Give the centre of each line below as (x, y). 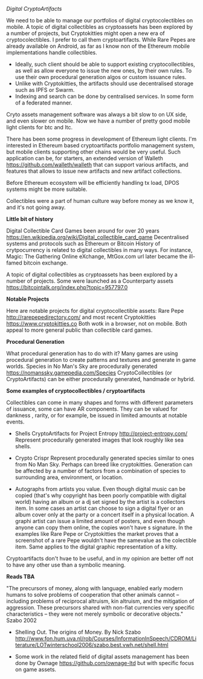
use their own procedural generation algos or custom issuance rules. (101, 77)
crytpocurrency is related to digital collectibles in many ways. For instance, (99, 250)
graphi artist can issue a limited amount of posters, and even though (100, 521)
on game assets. (35, 669)
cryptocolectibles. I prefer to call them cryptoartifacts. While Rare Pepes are (101, 40)
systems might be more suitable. (47, 189)
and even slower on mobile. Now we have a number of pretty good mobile (98, 121)
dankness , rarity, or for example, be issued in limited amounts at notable (97, 415)
